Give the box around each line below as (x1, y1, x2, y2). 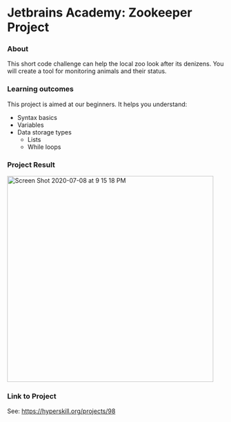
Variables (17, 121, 44, 129)
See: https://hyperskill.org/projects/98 (7, 407, 116, 415)
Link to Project (7, 392, 57, 401)
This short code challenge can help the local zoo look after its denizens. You (7, 60, 224, 68)
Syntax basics (17, 113, 57, 121)
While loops (27, 143, 61, 151)
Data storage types (17, 128, 72, 136)
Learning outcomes (7, 84, 74, 94)
